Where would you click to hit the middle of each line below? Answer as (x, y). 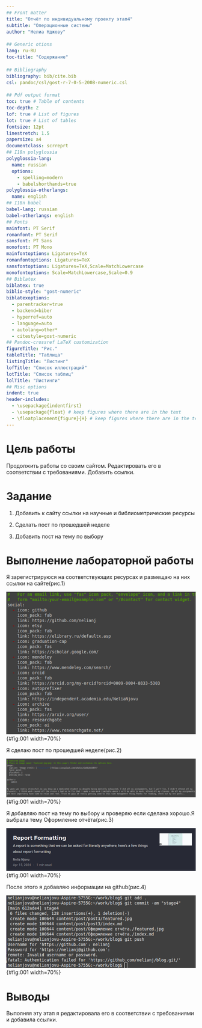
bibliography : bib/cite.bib (41, 76)
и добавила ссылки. (32, 1020)
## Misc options (26, 387)
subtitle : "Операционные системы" (50, 25)
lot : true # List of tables (41, 120)
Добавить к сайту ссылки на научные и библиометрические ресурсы (105, 513)
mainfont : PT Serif (31, 228)
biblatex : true (25, 286)
